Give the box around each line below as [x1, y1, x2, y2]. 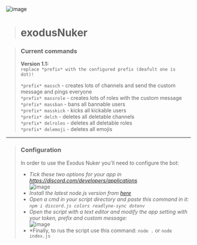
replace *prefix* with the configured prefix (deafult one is [20, 66, 176, 73]
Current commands [20, 47, 77, 55]
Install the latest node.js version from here [29, 189, 131, 196]
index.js [29, 233, 51, 239]
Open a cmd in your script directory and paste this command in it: [29, 196, 189, 203]
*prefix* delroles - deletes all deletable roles [20, 119, 133, 126]
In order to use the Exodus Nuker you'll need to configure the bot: [20, 159, 179, 166]
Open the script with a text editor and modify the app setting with [29, 208, 188, 215]
